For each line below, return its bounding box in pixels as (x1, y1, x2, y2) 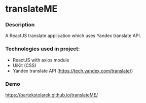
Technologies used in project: (5, 45, 80, 52)
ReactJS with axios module (12, 57, 69, 63)
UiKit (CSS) (12, 62, 36, 68)
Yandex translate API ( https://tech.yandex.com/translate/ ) (12, 67, 133, 74)
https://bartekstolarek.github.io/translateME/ (5, 92, 98, 98)
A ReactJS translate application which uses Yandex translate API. (5, 32, 141, 39)
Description (5, 21, 35, 28)
